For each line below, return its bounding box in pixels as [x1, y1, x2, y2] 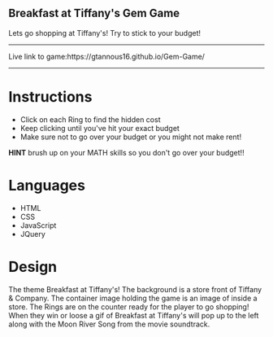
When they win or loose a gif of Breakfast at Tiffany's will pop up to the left [8, 310, 259, 320]
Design [8, 257, 58, 276]
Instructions [8, 88, 93, 106]
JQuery [19, 229, 46, 239]
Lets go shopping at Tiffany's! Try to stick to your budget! [8, 28, 201, 37]
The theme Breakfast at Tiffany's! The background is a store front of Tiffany [8, 284, 262, 294]
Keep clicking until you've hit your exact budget [19, 123, 180, 133]
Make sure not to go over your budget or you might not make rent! [19, 132, 242, 142]
